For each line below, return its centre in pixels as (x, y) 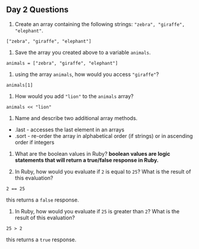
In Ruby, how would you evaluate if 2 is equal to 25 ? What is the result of (103, 171)
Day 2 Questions (37, 10)
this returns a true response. (41, 239)
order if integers (34, 142)
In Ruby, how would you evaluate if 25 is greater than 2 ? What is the (97, 211)
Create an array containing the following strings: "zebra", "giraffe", (100, 24)
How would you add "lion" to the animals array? (74, 96)
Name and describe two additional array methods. (76, 118)
